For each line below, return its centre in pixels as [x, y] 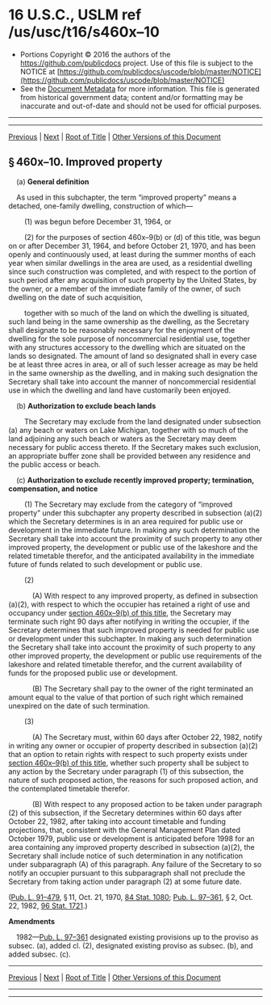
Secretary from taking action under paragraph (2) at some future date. [125, 881]
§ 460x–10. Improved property [85, 162]
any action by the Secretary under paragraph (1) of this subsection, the [126, 771]
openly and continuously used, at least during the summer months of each [132, 254]
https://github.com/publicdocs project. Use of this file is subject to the [137, 63]
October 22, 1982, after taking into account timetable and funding [117, 821]
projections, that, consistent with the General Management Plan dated [124, 830]
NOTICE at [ [40, 71]
